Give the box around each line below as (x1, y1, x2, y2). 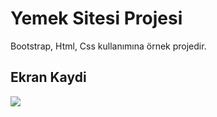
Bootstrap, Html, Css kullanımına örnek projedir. (10, 40, 207, 52)
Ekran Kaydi (10, 69, 87, 86)
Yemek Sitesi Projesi (10, 7, 183, 30)
